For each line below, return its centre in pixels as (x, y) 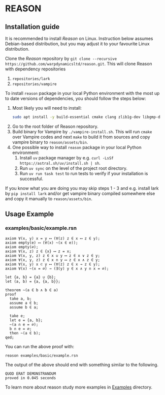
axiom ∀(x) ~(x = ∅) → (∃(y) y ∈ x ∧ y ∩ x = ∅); (57, 269)
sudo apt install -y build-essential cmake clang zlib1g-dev (76, 117)
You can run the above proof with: (40, 346)
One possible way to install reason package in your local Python (77, 147)
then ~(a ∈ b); (25, 333)
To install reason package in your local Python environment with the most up (82, 93)
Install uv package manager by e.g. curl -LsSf (66, 157)
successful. (31, 179)
